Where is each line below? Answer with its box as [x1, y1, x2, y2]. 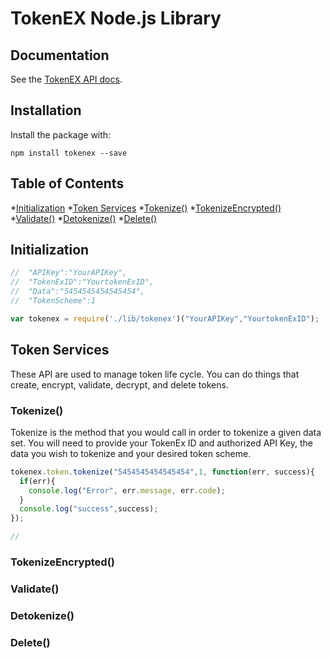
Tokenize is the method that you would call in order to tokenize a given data [10, 426, 322, 438]
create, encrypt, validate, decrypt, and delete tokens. [10, 378, 229, 391]
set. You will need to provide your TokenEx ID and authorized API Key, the [10, 437, 313, 449]
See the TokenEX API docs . [10, 73, 123, 85]
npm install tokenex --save [10, 148, 128, 158]
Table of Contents [10, 175, 125, 192]
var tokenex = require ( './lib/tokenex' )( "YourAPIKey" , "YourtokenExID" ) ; [10, 313, 320, 324]
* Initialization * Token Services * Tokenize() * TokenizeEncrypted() [10, 202, 282, 214]
